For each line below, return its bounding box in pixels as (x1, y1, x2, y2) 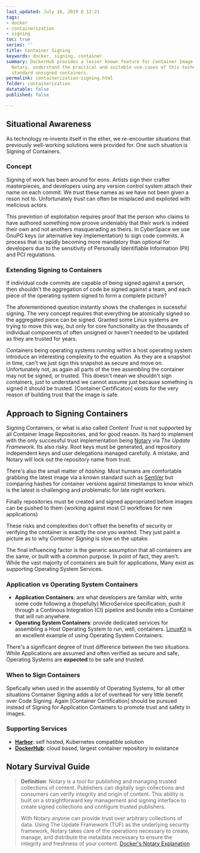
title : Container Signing (6, 48, 70, 54)
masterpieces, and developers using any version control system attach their (6, 182, 192, 190)
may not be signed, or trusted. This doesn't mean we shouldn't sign (6, 372, 172, 379)
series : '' (6, 42, 33, 48)
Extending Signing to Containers (6, 266, 102, 274)
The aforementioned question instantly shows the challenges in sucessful (6, 303, 187, 311)
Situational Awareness (6, 119, 92, 129)
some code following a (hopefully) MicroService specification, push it (14, 600, 186, 607)
